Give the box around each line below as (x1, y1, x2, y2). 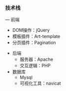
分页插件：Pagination (12, 40, 56, 46)
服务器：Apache (19, 56, 54, 63)
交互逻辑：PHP (19, 63, 51, 69)
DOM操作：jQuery (12, 27, 50, 33)
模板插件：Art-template (12, 33, 61, 39)
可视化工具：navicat (19, 81, 61, 87)
